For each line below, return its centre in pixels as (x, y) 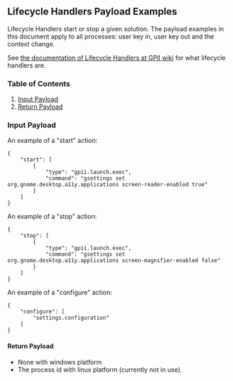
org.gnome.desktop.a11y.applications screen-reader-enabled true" (108, 185)
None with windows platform (60, 362)
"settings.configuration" (71, 318)
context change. (31, 44)
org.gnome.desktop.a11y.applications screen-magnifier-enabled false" (114, 261)
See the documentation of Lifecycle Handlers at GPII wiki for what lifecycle (116, 58)
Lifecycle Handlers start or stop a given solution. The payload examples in (116, 28)
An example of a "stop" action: (52, 217)
